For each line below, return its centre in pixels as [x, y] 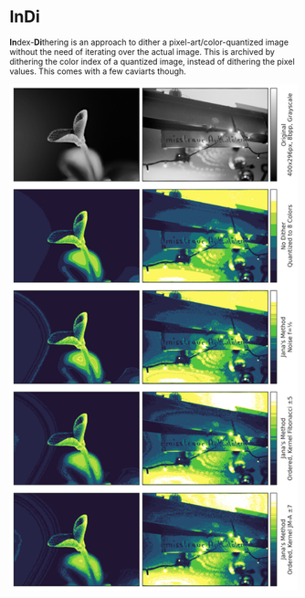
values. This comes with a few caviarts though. [98, 71]
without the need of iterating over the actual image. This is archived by [142, 51]
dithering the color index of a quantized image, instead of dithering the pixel [152, 61]
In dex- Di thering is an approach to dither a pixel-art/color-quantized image [149, 42]
